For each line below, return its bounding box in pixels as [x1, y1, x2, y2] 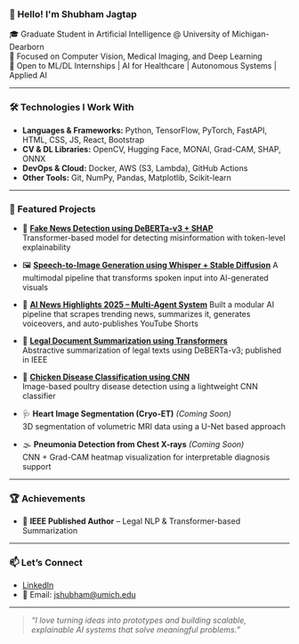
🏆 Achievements [9, 492, 86, 504]
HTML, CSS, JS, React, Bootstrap [21, 134, 145, 145]
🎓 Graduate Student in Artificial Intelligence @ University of [9, 29, 230, 39]
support [21, 461, 52, 471]
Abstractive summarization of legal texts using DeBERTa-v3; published [21, 345, 282, 355]
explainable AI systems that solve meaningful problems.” [30, 624, 240, 635]
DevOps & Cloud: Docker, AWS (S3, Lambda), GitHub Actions [21, 162, 248, 173]
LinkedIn [21, 580, 54, 591]
